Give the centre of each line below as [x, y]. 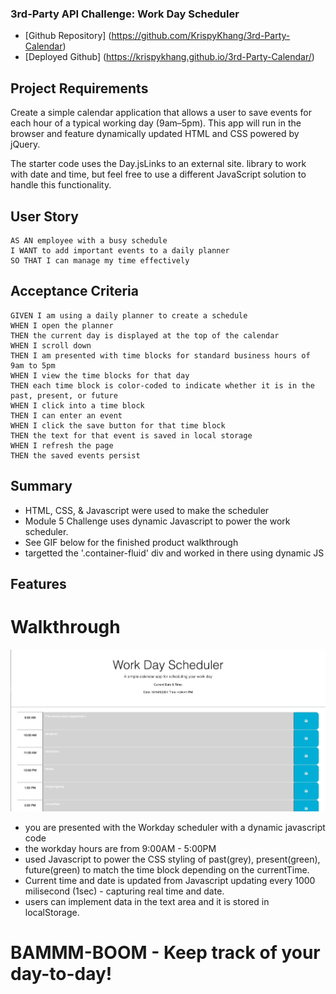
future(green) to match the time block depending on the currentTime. [167, 870]
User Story [44, 216]
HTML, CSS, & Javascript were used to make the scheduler [147, 510]
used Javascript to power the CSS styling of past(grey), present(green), [172, 859]
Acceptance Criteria [74, 291]
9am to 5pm [33, 365]
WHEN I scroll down [51, 345]
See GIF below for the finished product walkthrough [131, 542]
